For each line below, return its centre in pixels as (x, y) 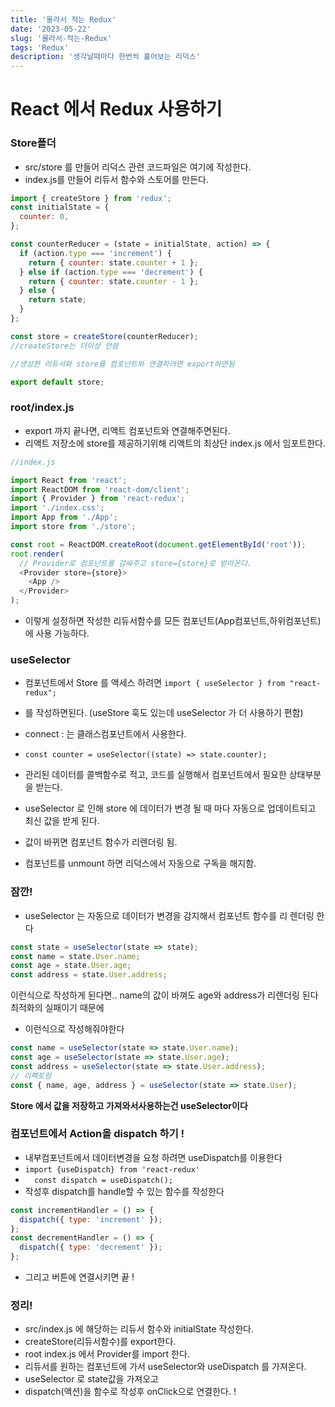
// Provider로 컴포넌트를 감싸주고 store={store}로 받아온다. (136, 563)
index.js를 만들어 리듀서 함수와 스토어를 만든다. (117, 179)
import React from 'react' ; (69, 480)
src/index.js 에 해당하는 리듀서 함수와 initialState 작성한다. (139, 1329)
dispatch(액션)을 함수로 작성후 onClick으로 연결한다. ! (130, 1392)
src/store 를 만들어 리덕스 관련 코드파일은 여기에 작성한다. (138, 167)
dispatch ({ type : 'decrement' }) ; (91, 1247)
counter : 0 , (44, 217)
